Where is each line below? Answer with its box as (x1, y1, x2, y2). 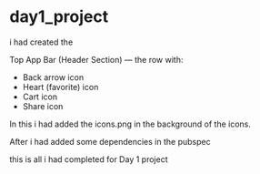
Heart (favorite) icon (22, 81, 99, 92)
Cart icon (22, 91, 57, 102)
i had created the (9, 36, 74, 47)
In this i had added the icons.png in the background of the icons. (9, 118, 252, 129)
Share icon (22, 100, 64, 111)
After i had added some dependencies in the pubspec (9, 136, 211, 147)
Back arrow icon (22, 71, 85, 83)
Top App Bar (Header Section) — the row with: (9, 54, 184, 65)
